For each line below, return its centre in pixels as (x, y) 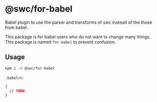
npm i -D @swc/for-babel (30, 68)
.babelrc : (15, 77)
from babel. (16, 27)
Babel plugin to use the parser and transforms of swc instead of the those (79, 22)
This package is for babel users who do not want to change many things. (78, 37)
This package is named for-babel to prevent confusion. (61, 42)
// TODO (17, 91)
